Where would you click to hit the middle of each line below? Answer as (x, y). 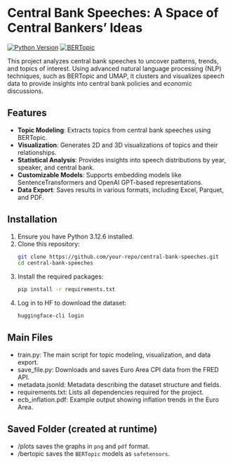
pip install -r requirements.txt (66, 290)
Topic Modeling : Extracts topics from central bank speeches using (114, 130)
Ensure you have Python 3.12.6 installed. (76, 236)
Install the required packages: (60, 276)
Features (27, 113)
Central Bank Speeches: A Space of (113, 13)
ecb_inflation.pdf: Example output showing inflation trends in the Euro (118, 400)
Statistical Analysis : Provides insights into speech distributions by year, (121, 160)
